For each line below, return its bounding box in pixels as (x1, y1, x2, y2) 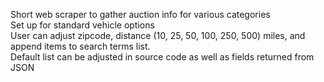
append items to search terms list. (10, 40, 151, 52)
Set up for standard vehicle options (10, 19, 155, 31)
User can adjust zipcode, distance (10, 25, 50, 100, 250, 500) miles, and (10, 30, 306, 41)
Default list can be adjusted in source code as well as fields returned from (10, 51, 315, 63)
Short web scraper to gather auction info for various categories (10, 9, 271, 20)
